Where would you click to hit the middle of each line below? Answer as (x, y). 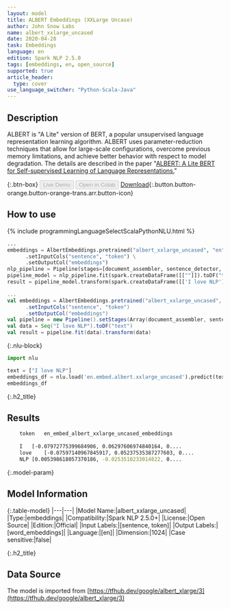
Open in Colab (97, 185)
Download (135, 184)
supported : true (30, 71)
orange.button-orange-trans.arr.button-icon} (70, 193)
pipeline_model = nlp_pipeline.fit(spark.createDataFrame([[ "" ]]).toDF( (113, 276)
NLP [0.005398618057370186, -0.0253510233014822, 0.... (101, 459)
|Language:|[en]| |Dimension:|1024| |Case (127, 532)
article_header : (30, 77)
